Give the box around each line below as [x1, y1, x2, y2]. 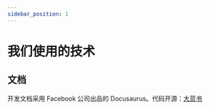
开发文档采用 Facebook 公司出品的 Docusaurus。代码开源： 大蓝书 [7, 94, 203, 103]
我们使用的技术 [7, 43, 96, 59]
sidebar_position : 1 [7, 10, 69, 18]
